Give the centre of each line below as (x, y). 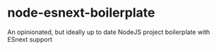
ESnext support (30, 39)
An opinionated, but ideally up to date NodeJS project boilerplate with (109, 32)
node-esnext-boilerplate (81, 13)
